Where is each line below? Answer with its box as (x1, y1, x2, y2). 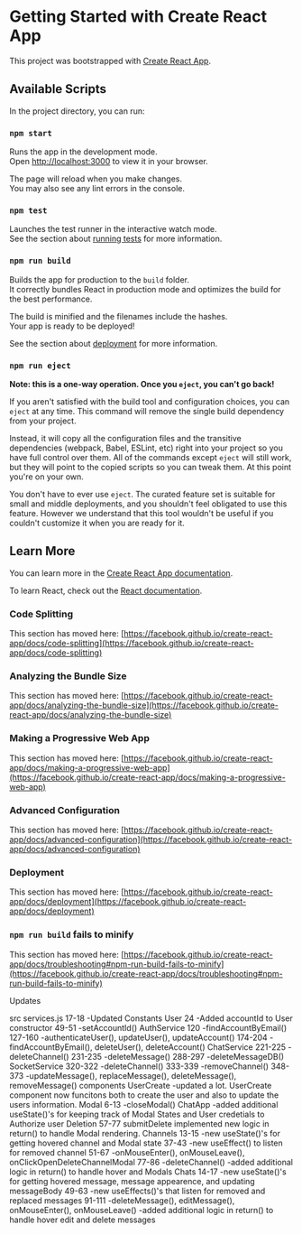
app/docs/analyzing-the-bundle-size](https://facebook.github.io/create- (9, 700, 279, 710)
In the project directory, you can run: (9, 106, 145, 116)
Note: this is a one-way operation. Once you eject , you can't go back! (9, 378, 275, 389)
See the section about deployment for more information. (9, 338, 218, 348)
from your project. (9, 415, 77, 426)
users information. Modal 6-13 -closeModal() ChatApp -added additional (9, 1099, 279, 1109)
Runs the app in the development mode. (9, 146, 158, 157)
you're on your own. (9, 471, 84, 482)
